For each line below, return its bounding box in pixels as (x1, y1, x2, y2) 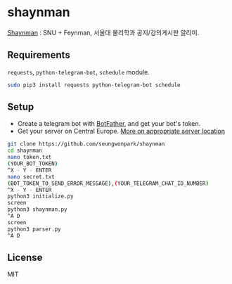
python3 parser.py (7, 226, 61, 233)
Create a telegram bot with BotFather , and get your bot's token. (17, 120, 201, 128)
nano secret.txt (7, 173, 55, 180)
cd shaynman (7, 147, 42, 155)
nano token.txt (7, 154, 52, 161)
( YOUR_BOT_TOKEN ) (7, 160, 58, 167)
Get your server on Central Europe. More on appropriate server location (17, 127, 225, 136)
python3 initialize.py (7, 193, 74, 200)
